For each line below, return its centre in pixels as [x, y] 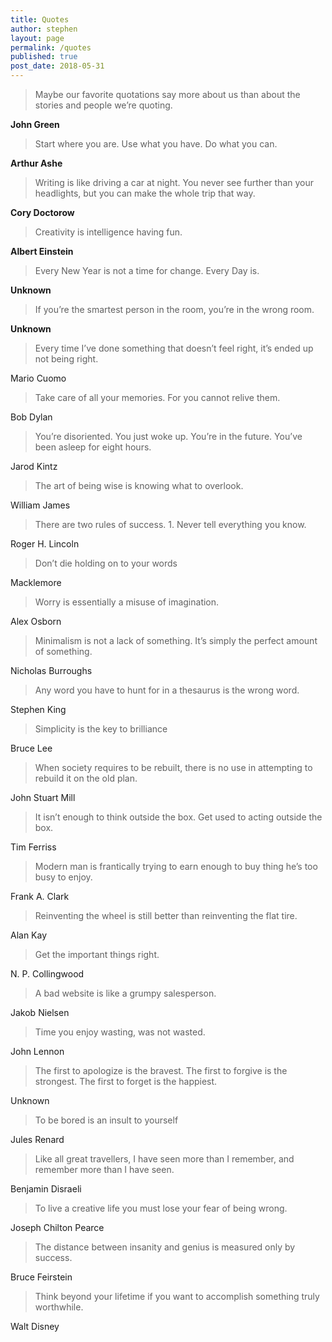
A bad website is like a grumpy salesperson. [125, 993]
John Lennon [37, 1051]
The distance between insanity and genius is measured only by [165, 1247]
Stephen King [38, 709]
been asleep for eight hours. [93, 447]
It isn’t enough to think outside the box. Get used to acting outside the [178, 817]
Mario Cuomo [38, 378]
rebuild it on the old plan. [86, 778]
